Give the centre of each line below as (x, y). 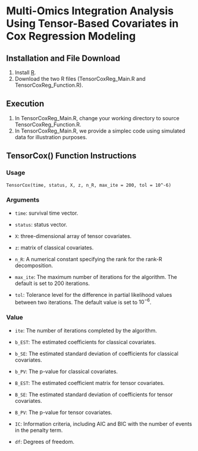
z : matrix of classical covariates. (54, 248)
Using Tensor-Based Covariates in (92, 24)
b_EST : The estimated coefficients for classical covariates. (85, 342)
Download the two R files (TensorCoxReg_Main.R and (80, 79)
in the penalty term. (39, 430)
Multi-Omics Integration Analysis (90, 11)
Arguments (23, 200)
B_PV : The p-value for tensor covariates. (63, 412)
